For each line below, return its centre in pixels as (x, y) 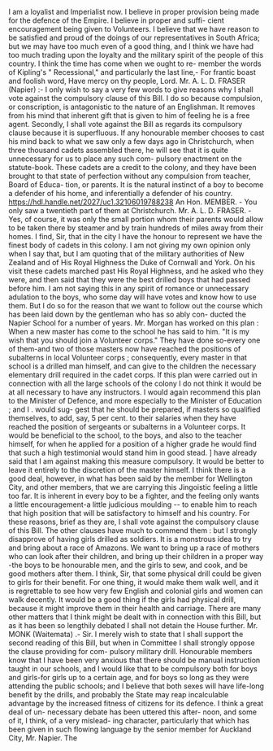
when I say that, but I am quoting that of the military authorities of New (127, 254)
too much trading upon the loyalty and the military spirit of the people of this (136, 55)
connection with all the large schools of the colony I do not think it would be (135, 383)
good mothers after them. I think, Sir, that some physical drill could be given (135, 574)
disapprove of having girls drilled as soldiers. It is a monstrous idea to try (130, 539)
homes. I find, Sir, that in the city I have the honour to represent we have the (135, 236)
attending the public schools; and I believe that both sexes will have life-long (136, 686)
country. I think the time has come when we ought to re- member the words (135, 63)
